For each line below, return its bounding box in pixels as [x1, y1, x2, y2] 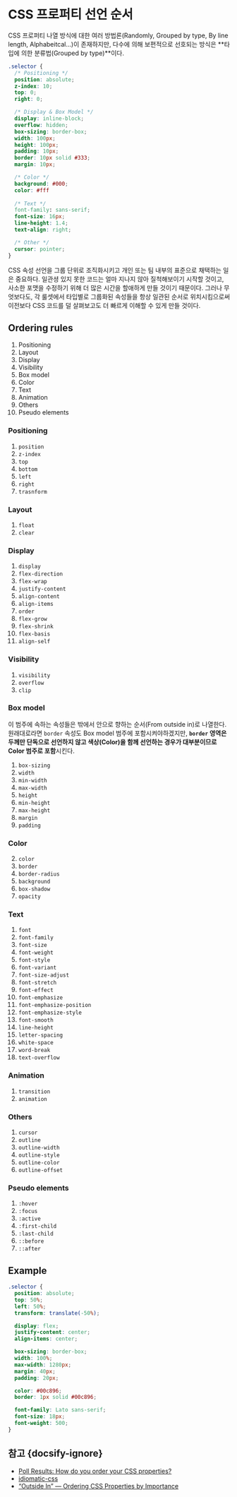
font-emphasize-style [18, 1009, 82, 1017]
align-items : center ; [14, 1335, 78, 1342]
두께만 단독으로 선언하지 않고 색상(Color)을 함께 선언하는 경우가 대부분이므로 [8, 737, 217, 746]
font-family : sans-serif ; [14, 206, 91, 214]
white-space [18, 1039, 54, 1046]
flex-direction [18, 571, 63, 578]
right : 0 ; [14, 96, 43, 103]
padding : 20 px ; [14, 1374, 59, 1381]
